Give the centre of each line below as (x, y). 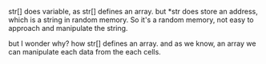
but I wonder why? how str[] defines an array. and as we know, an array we (132, 43)
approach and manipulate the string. (68, 28)
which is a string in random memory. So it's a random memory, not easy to (131, 20)
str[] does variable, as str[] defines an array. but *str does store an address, (133, 11)
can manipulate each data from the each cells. (85, 52)
